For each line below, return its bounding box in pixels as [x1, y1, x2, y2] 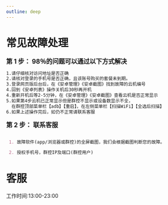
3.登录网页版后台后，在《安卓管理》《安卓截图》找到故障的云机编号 [6, 81, 146, 87]
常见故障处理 [6, 36, 69, 49]
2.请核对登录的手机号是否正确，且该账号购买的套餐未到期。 [6, 75, 131, 82]
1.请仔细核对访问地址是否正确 [6, 70, 69, 76]
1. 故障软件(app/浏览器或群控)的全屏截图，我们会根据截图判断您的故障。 [8, 139, 165, 145]
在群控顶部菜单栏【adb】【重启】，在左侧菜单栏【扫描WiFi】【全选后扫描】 [11, 103, 164, 109]
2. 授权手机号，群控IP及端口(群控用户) [8, 150, 93, 156]
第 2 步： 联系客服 [6, 121, 58, 129]
